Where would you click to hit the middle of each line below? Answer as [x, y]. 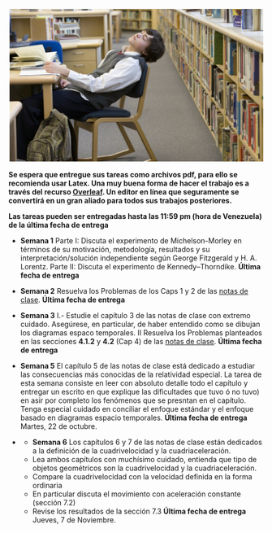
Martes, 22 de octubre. [58, 426]
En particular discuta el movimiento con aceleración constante [136, 494]
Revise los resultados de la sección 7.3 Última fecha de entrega [139, 511]
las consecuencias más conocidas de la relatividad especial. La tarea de [141, 374]
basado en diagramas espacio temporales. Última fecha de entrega [134, 417]
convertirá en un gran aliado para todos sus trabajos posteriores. [121, 200]
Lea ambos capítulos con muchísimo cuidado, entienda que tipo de [145, 459]
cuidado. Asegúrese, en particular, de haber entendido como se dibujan [140, 324]
